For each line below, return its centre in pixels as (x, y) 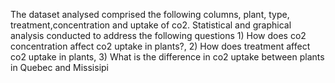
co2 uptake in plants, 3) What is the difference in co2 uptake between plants (167, 57)
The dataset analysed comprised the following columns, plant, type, (150, 14)
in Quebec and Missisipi (60, 67)
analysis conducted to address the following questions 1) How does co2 (158, 35)
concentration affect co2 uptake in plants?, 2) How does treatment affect (160, 46)
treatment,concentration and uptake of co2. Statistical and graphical (151, 25)
